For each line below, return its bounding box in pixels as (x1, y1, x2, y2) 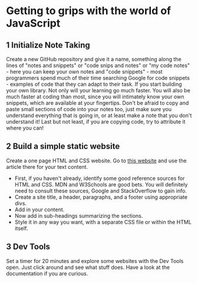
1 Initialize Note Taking (6, 40, 90, 50)
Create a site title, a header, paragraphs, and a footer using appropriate (14, 193, 187, 201)
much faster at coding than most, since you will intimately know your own (6, 93, 184, 100)
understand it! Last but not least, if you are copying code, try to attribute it (6, 118, 186, 125)
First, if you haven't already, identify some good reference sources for (14, 175, 185, 182)
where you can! (6, 125, 44, 131)
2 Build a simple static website (6, 141, 120, 151)
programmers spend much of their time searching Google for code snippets (6, 75, 190, 81)
